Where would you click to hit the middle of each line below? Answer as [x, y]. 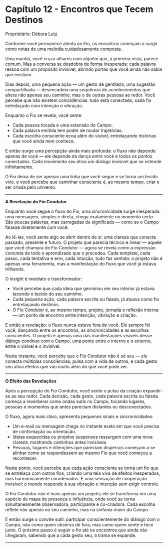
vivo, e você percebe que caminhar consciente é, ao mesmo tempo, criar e [82, 182]
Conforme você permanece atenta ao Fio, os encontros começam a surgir [81, 43]
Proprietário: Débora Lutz [31, 34]
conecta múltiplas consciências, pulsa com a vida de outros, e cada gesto [81, 361]
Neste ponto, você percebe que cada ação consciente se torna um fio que [82, 468]
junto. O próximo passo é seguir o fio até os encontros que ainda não [76, 530]
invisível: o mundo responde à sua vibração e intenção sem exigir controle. [82, 484]
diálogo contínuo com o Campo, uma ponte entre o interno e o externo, [78, 341]
